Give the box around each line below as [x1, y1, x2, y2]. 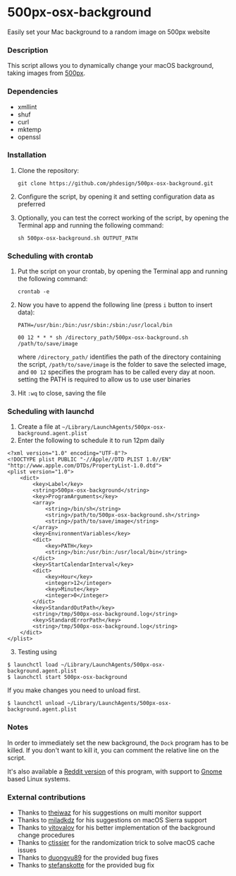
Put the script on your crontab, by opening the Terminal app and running [17, 267, 228, 276]
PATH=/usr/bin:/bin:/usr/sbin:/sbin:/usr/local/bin [17, 322, 173, 329]
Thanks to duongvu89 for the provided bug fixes [17, 853, 159, 862]
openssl [17, 132, 41, 141]
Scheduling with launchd [7, 407, 94, 417]
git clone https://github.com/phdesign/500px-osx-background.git [17, 179, 213, 187]
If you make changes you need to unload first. [7, 686, 141, 694]
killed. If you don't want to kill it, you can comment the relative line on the [7, 746, 220, 754]
